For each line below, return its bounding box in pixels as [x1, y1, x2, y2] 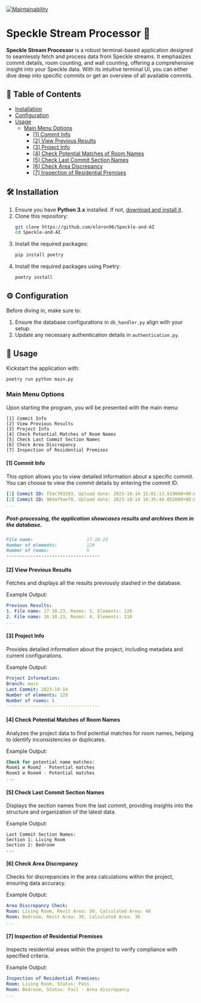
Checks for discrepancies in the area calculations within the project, [6, 873, 174, 881]
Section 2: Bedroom [6, 842, 55, 848]
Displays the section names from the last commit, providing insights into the [6, 802, 193, 809]
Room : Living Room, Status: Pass [6, 981, 90, 987]
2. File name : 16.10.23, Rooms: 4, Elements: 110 [6, 614, 133, 620]
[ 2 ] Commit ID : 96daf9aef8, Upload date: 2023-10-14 [6, 496, 141, 502]
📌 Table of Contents [6, 89, 81, 100]
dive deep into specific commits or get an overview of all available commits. [6, 72, 193, 79]
